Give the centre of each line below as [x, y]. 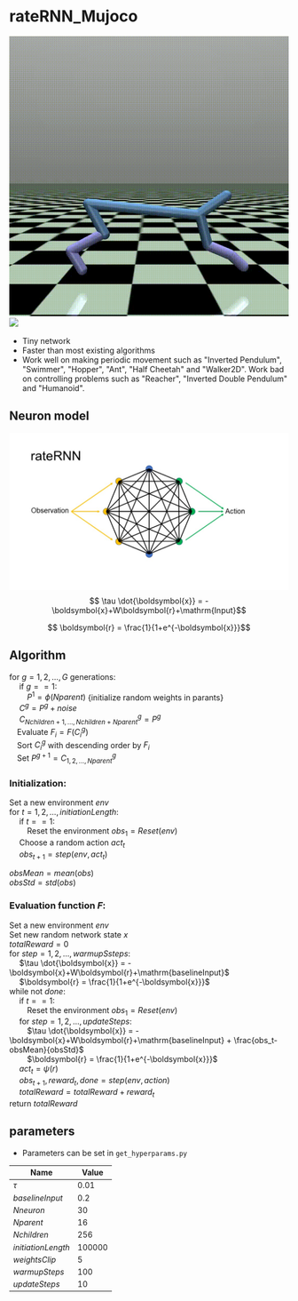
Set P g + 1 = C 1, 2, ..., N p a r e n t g [67, 758]
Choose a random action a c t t [72, 843]
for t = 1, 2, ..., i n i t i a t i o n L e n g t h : [64, 811]
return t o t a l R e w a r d [43, 1103]
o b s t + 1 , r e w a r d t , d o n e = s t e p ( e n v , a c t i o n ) [94, 1082]
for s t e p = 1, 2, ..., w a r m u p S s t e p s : [70, 954]
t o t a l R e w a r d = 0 [39, 944]
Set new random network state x [69, 934]
